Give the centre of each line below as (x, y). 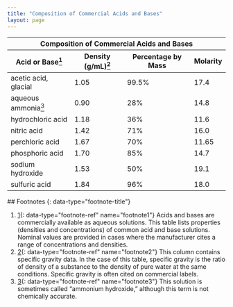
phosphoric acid (37, 153)
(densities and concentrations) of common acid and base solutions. (113, 230)
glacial (21, 86)
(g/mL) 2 (97, 65)
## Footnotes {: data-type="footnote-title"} (69, 201)
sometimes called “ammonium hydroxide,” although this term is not (113, 289)
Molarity (208, 61)
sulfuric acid (31, 185)
